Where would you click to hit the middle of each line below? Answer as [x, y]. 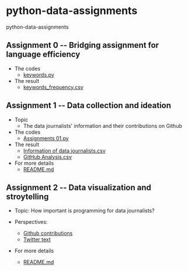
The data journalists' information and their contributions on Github [102, 126]
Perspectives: [31, 222]
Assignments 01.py [46, 138]
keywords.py [39, 75]
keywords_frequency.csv [53, 87]
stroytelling [27, 197]
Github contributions [48, 233]
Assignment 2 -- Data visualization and [79, 187]
